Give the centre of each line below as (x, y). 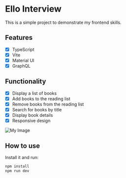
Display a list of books (34, 93)
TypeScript (23, 49)
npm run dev (17, 171)
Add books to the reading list (41, 99)
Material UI (23, 60)
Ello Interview (33, 9)
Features (19, 38)
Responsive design (31, 121)
